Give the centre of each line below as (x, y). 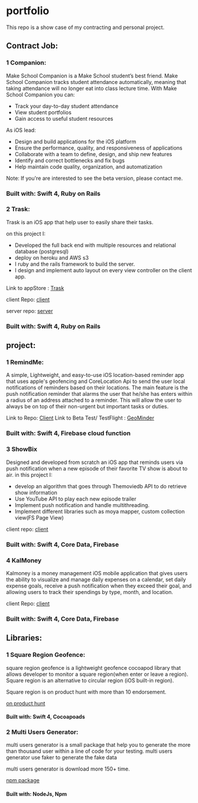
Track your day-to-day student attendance (66, 106)
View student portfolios (43, 112)
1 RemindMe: (25, 362)
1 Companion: (26, 63)
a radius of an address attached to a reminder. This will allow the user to (94, 400)
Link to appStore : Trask (35, 288)
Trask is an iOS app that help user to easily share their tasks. (80, 222)
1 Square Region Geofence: (46, 655)
